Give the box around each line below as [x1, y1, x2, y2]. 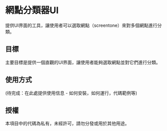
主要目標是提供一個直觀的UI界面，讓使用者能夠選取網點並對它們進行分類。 [5, 59, 161, 65]
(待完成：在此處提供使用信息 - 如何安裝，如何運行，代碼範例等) [5, 90, 138, 96]
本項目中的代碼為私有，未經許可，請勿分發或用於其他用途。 [5, 120, 130, 126]
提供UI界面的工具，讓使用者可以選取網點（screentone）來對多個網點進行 [5, 22, 158, 28]
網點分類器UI [5, 5, 59, 16]
